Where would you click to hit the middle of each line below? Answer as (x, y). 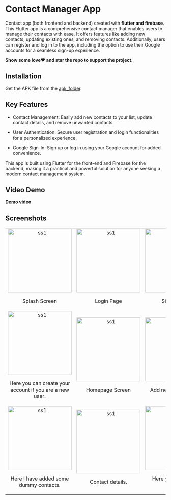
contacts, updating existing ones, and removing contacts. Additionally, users (85, 39)
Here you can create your (40, 383)
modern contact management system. (45, 174)
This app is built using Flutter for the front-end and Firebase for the (76, 163)
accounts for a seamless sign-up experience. (53, 50)
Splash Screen (40, 301)
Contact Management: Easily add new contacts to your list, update (82, 117)
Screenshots (26, 218)
